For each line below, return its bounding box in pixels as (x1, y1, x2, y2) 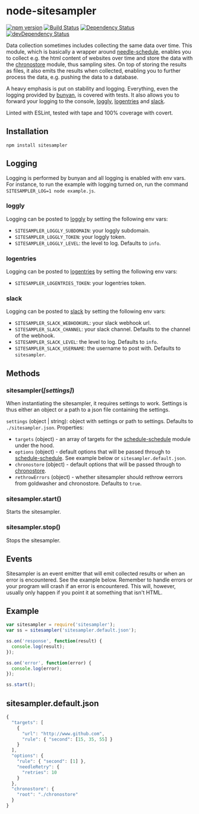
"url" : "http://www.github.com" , (21, 731, 105, 737)
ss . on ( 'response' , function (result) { (6, 638, 102, 644)
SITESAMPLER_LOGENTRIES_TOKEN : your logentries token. (14, 279, 147, 287)
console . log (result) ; (11, 644, 65, 650)
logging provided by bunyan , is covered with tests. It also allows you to (6, 91, 180, 98)
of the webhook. (14, 332, 55, 339)
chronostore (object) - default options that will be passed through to (14, 461, 181, 468)
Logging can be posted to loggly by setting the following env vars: (6, 215, 168, 222)
